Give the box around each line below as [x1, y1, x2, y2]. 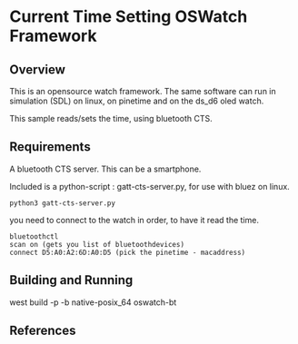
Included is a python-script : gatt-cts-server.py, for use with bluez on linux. [9, 181, 291, 192]
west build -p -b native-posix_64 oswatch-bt [9, 297, 177, 308]
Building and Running [9, 272, 134, 288]
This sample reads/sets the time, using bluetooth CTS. [9, 113, 214, 123]
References [9, 323, 76, 339]
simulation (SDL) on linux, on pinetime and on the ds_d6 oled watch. [9, 95, 264, 106]
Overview [9, 62, 66, 77]
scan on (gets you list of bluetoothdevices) [9, 240, 184, 249]
